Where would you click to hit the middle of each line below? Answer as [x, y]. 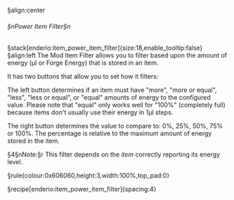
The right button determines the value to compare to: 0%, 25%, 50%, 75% [115, 126]
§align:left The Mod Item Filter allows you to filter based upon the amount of [117, 55]
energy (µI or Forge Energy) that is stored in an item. [83, 63]
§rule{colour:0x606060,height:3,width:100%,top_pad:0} [89, 175]
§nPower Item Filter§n [39, 26]
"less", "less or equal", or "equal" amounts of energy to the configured [109, 98]
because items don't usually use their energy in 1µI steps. [90, 112]
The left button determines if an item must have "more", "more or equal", [112, 90]
